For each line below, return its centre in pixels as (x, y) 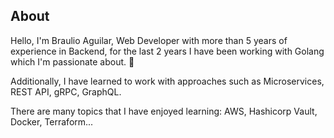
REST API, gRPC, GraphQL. (66, 91)
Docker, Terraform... (52, 121)
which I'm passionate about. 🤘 (72, 61)
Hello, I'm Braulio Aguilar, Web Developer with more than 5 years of (149, 40)
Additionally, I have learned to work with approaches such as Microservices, (167, 81)
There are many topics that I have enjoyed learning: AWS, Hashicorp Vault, (164, 111)
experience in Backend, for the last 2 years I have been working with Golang (167, 51)
